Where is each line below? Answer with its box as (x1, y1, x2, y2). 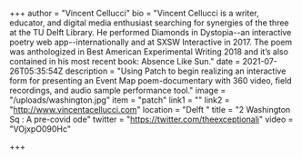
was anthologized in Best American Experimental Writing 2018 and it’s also (9, 46, 289, 57)
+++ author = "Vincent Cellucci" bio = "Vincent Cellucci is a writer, (9, 8, 259, 18)
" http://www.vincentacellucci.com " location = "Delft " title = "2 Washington (9, 104, 291, 114)
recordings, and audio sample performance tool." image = (9, 85, 226, 95)
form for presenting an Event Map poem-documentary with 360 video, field (9, 75, 293, 85)
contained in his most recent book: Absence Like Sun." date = (9, 56, 241, 66)
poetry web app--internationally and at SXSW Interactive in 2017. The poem (9, 36, 293, 47)
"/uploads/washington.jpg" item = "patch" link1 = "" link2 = (9, 94, 230, 105)
